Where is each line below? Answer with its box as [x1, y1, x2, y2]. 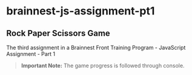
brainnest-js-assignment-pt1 [6, 4, 155, 18]
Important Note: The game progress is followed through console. [21, 62, 185, 69]
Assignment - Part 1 [6, 50, 56, 58]
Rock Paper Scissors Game [6, 28, 110, 38]
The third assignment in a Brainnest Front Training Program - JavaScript [6, 44, 186, 51]
